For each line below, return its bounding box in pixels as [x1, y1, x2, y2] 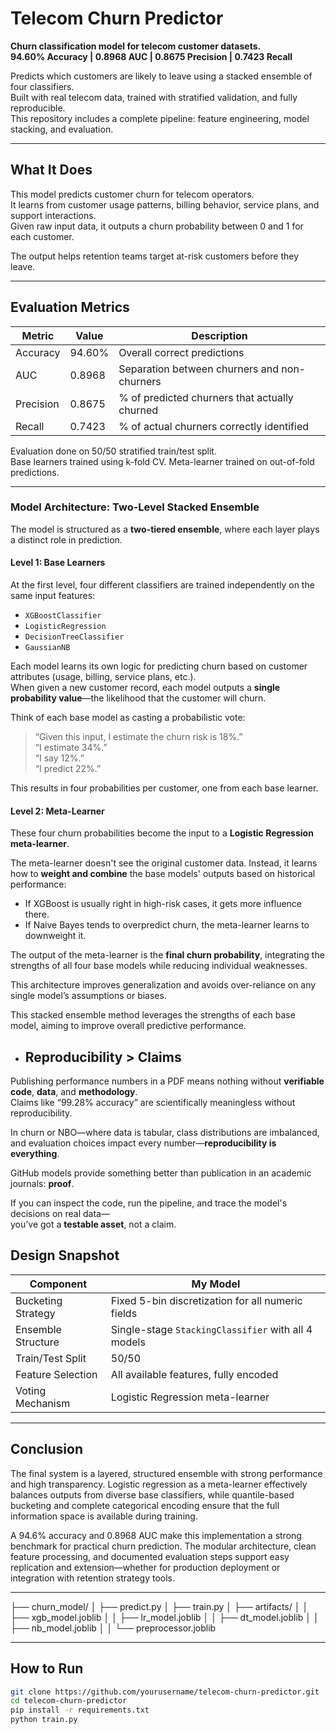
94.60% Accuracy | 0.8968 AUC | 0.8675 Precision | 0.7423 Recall [10, 50, 293, 62]
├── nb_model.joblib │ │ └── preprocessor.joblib [10, 1622, 217, 1634]
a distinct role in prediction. [10, 533, 123, 546]
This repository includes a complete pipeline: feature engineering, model [10, 112, 310, 124]
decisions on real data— [10, 1208, 110, 1220]
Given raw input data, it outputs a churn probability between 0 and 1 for [10, 220, 304, 232]
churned [118, 403, 159, 417]
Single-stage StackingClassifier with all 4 [110, 1322, 313, 1336]
